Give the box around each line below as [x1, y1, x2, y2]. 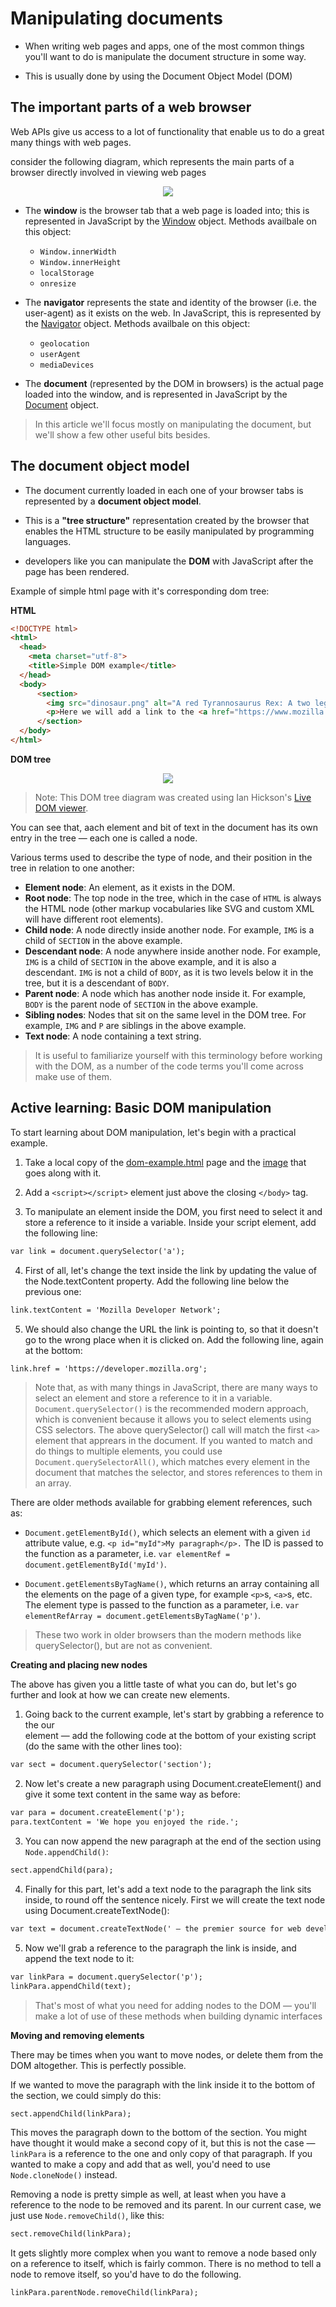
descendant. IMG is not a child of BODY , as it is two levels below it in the [24, 966, 314, 978]
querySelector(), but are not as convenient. [34, 1640, 213, 1652]
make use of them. [34, 1070, 112, 1082]
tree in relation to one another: [10, 862, 135, 874]
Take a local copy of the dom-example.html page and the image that [24, 1156, 307, 1168]
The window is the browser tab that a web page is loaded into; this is [24, 204, 310, 216]
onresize [39, 278, 77, 289]
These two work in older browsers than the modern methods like [34, 1629, 302, 1641]
